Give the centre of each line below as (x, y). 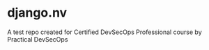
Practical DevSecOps (38, 39)
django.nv (37, 13)
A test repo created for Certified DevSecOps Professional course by (104, 32)
